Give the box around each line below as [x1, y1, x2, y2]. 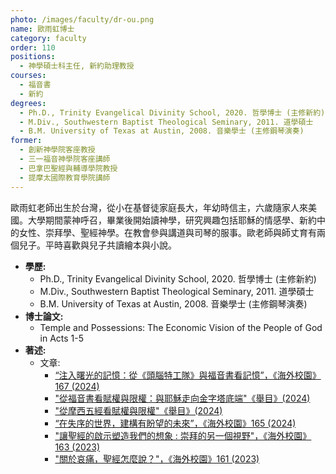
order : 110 [10, 42, 56, 53]
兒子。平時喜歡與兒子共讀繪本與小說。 [18, 239, 177, 251]
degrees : [10, 98, 47, 108]
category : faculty [10, 33, 87, 43]
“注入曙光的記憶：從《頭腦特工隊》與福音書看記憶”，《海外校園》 [54, 369, 322, 381]
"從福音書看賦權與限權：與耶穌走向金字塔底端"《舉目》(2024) [54, 392, 311, 404]
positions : [10, 52, 56, 62]
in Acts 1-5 [39, 332, 85, 344]
